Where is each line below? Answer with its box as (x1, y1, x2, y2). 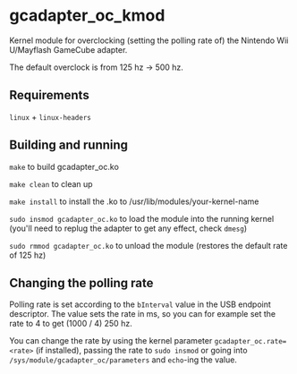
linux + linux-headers (9, 111, 92, 122)
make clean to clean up (9, 178, 93, 189)
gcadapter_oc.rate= (214, 337, 287, 346)
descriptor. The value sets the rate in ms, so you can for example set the (9, 309, 276, 319)
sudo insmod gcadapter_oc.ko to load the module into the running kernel (9, 213, 275, 224)
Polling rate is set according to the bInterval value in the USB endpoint (9, 299, 271, 310)
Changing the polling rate (9, 275, 154, 291)
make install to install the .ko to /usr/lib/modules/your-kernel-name (9, 196, 259, 207)
